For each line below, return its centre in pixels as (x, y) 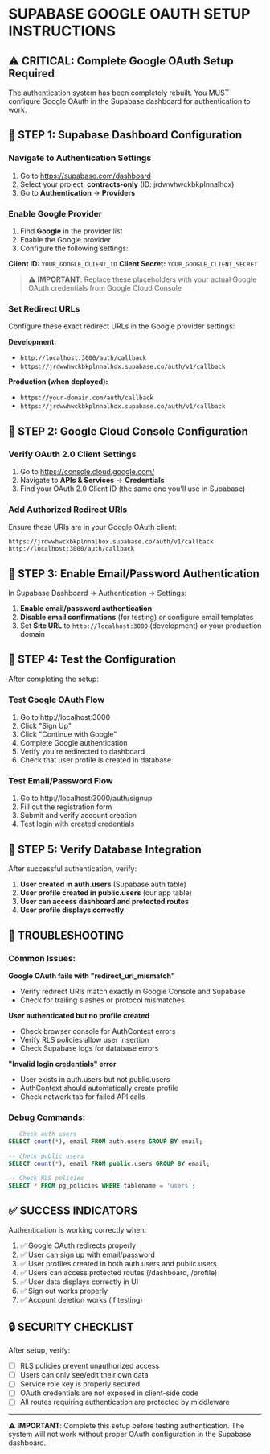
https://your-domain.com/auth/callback (87, 398)
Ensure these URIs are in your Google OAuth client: (92, 527)
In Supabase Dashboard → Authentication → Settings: (98, 593)
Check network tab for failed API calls (83, 1097)
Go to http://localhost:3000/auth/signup (86, 799)
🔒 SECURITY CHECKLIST (71, 1326)
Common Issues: (42, 958)
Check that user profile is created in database (96, 760)
